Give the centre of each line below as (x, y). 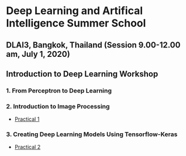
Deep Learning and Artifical (75, 11)
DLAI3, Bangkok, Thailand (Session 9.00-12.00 (93, 45)
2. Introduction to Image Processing (58, 106)
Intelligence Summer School (76, 23)
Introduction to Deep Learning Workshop (82, 74)
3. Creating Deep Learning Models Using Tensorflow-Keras (92, 134)
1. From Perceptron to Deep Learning (59, 90)
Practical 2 (27, 147)
